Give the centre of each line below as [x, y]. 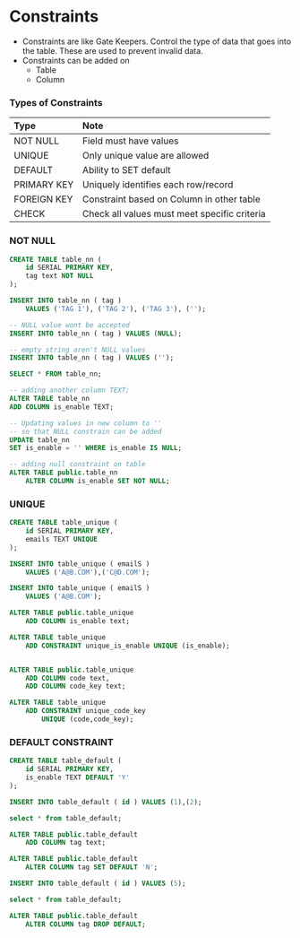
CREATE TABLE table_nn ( [56, 259]
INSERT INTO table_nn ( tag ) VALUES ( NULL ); [95, 334]
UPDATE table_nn [39, 440]
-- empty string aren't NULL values [77, 350]
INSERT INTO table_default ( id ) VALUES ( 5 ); [98, 883]
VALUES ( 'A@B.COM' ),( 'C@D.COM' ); [88, 572]
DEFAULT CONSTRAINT [61, 742]
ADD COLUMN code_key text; [76, 686]
